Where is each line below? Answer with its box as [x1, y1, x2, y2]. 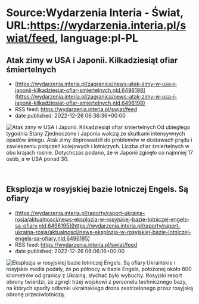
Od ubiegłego [157, 124, 191, 131]
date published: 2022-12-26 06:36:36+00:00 [14, 112, 126, 119]
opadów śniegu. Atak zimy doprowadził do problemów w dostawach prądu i [6, 136, 192, 143]
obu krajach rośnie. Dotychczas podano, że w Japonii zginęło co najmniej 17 [6, 149, 194, 156]
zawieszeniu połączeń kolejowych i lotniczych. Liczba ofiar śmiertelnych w [6, 143, 189, 149]
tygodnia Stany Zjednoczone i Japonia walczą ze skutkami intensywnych [6, 130, 186, 137]
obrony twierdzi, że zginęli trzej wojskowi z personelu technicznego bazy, [6, 278, 188, 285]
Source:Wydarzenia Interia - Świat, [6, 6, 184, 20]
